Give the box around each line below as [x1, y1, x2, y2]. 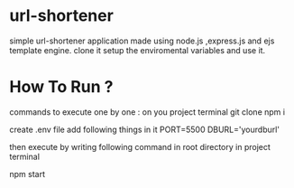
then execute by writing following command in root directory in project [9, 141, 271, 152]
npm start [9, 168, 46, 179]
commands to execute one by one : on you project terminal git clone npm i [9, 106, 286, 117]
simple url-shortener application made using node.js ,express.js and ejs [9, 35, 275, 46]
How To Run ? [9, 77, 114, 98]
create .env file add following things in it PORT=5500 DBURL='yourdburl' [9, 124, 280, 135]
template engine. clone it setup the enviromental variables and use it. [9, 44, 266, 55]
